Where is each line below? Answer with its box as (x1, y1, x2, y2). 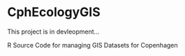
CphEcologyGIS (7, 4, 101, 20)
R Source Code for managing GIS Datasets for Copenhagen (7, 41, 178, 49)
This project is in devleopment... (7, 27, 100, 36)
